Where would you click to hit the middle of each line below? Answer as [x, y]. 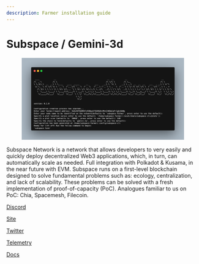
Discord [16, 207]
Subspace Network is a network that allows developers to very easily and [99, 149]
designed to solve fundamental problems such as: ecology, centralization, [99, 176]
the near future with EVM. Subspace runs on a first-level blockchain [92, 169]
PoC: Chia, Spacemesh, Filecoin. [47, 195]
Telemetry [19, 243]
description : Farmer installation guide [59, 13]
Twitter [15, 231]
